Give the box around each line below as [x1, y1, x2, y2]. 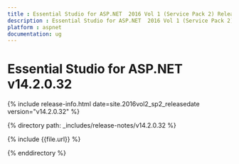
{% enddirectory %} [7, 149, 66, 158]
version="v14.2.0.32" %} [7, 108, 80, 116]
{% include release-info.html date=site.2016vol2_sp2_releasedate [7, 100, 201, 108]
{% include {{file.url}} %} [7, 135, 81, 143]
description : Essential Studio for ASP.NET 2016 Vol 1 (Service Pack [7, 17, 224, 24]
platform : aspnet [7, 24, 62, 31]
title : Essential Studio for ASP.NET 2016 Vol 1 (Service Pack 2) [7, 10, 215, 18]
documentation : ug [7, 30, 62, 38]
